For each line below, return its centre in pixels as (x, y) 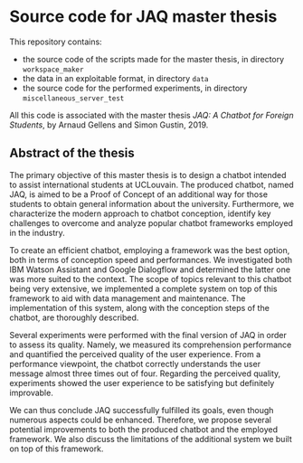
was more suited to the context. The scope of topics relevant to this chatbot (151, 279)
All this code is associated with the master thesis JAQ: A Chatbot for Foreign (151, 115)
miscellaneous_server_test (73, 98)
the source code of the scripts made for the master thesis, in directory (153, 59)
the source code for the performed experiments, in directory (135, 88)
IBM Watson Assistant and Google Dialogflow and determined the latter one (150, 269)
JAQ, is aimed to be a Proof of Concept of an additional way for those (139, 194)
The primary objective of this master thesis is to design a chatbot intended (148, 175)
